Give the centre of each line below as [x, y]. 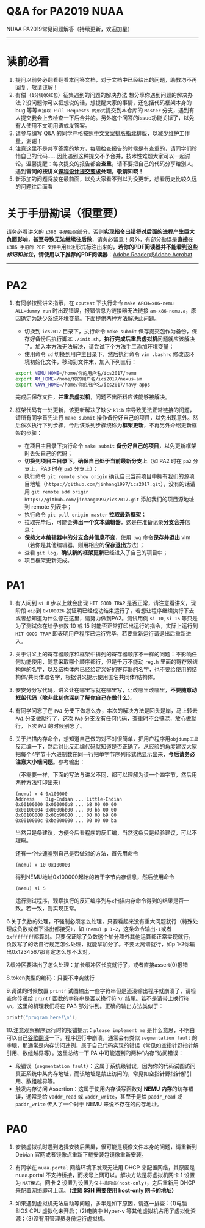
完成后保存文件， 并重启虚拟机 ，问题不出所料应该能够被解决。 [93, 397]
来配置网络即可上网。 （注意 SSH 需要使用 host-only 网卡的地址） [96, 1190]
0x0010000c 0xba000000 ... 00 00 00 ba [66, 821]
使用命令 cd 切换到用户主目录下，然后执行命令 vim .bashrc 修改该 [106, 354]
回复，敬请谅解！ [37, 87]
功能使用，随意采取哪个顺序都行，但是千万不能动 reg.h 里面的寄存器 [106, 662]
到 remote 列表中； [48, 507]
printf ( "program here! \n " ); [42, 1018]
